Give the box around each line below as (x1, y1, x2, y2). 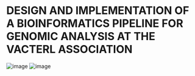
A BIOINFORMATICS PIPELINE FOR (6, 16, 184, 30)
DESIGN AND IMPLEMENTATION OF (6, 4, 190, 18)
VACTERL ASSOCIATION (6, 43, 133, 57)
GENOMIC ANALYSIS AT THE (6, 30, 155, 43)
